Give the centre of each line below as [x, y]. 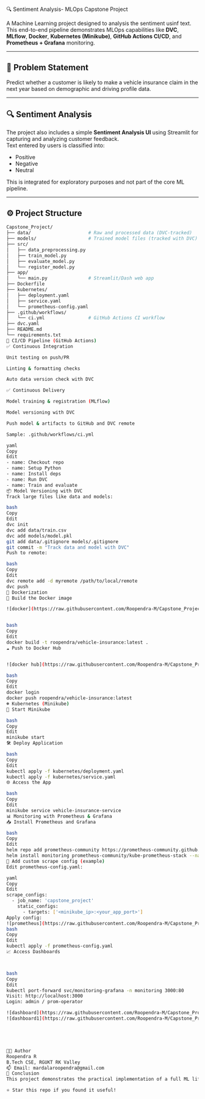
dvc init [17, 525]
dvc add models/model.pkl [39, 536]
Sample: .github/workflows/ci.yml [50, 434]
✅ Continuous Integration [40, 346]
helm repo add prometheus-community [53, 850]
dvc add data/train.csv [37, 530]
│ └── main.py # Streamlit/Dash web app [80, 278]
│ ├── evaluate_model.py [41, 261]
